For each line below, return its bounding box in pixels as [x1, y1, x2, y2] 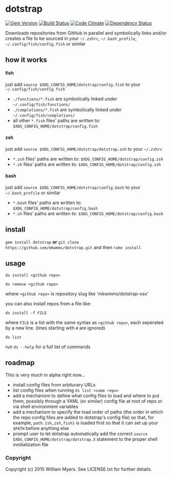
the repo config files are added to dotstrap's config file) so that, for [12, 415, 155, 421]
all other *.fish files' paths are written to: [12, 117, 100, 123]
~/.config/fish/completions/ [12, 113, 75, 118]
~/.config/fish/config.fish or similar [5, 40, 86, 47]
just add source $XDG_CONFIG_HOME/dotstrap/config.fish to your [5, 81, 141, 87]
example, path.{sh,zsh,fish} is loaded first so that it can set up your [12, 420, 159, 426]
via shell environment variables [12, 403, 78, 410]
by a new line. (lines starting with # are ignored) [5, 325, 105, 331]
